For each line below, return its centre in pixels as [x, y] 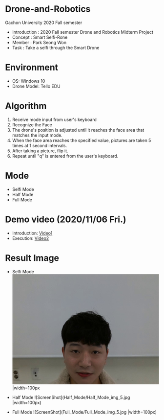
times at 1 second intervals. [40, 145]
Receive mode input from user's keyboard [54, 119]
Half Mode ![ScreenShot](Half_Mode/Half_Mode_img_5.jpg [71, 397]
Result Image [32, 258]
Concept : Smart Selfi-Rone [40, 37]
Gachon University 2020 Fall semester [44, 23]
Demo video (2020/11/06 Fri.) [66, 219]
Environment [32, 68]
